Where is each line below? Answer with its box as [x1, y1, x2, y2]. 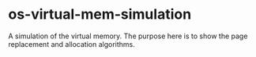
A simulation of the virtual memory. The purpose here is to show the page [8, 31, 248, 41]
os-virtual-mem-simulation [8, 5, 192, 23]
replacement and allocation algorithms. [8, 39, 136, 48]
